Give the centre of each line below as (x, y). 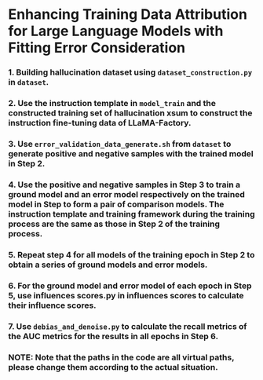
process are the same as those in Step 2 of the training (114, 224)
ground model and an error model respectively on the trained (127, 194)
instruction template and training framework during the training (131, 214)
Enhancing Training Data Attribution (128, 15)
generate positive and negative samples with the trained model (131, 153)
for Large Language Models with (116, 31)
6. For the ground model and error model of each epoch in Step (130, 286)
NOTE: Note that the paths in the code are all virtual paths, (121, 357)
